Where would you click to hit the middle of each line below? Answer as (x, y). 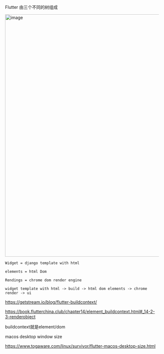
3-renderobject (20, 317)
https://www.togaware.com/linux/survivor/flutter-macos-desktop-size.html (80, 346)
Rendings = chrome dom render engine (43, 280)
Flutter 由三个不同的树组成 (31, 7)
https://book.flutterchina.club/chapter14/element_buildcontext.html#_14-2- (80, 311)
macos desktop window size (34, 337)
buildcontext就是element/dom (35, 327)
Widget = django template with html (42, 263)
